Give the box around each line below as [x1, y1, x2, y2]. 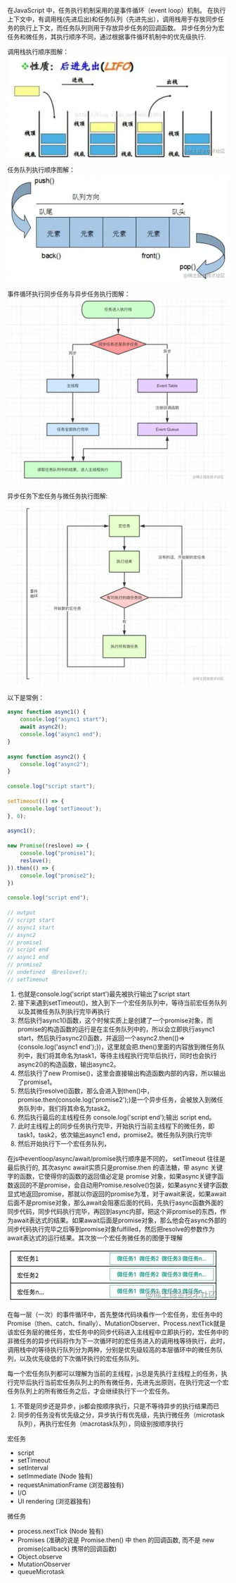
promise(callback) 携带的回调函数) [17, 1544, 117, 1553]
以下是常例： [7, 693, 44, 702]
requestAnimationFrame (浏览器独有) [17, 1480, 124, 1489]
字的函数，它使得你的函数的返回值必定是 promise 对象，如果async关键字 [7, 1172, 218, 1180]
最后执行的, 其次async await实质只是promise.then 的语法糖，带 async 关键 [7, 1163, 223, 1172]
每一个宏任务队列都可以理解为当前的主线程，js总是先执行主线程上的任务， [7, 1369, 221, 1377]
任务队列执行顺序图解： [7, 165, 75, 174]
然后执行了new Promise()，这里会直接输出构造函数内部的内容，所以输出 [17, 1069, 226, 1077]
